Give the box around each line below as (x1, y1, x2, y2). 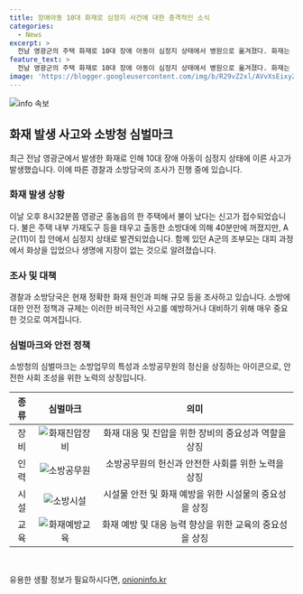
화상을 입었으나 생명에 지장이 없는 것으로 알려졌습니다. (25, 245, 216, 255)
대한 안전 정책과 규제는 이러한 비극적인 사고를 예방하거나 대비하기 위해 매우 (9, 303, 272, 314)
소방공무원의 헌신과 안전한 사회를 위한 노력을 (105, 458, 284, 470)
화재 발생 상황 (9, 189, 66, 201)
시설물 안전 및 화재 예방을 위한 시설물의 (103, 488, 260, 501)
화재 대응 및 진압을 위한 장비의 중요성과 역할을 (103, 427, 287, 440)
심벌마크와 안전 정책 (9, 339, 91, 352)
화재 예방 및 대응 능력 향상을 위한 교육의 (102, 518, 261, 531)
